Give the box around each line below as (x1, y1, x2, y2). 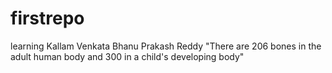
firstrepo (10, 7, 85, 30)
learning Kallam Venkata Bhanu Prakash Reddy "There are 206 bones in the (10, 40, 322, 52)
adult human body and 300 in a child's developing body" (10, 50, 245, 62)
